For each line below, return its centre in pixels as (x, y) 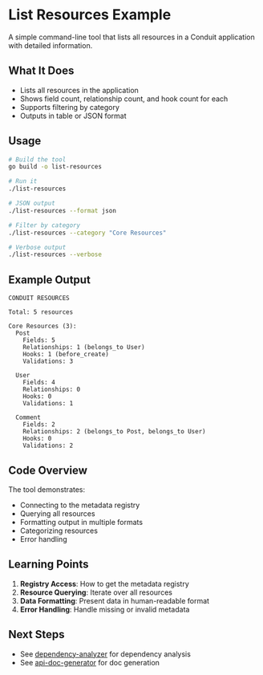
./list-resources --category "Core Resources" (87, 233)
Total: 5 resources (41, 312)
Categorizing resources (59, 531)
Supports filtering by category (70, 107)
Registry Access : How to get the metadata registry (105, 584)
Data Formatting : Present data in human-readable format (115, 600)
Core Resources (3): (43, 327)
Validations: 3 (48, 362)
